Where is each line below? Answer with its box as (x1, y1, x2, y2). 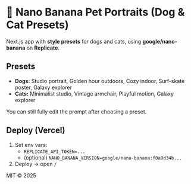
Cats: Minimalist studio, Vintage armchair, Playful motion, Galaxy (14, 90, 174, 97)
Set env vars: (14, 141, 48, 148)
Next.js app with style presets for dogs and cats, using (6, 38, 142, 45)
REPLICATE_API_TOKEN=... (23, 149, 86, 155)
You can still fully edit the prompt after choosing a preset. (6, 108, 147, 115)
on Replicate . (26, 44, 60, 51)
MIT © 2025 (6, 171, 37, 179)
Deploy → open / (14, 160, 57, 167)
